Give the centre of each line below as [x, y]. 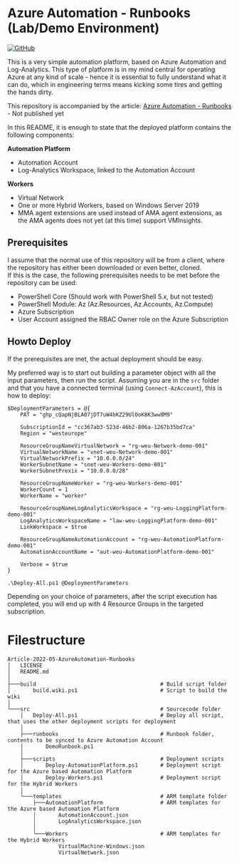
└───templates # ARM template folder [124, 796]
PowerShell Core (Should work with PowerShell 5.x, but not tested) [115, 296]
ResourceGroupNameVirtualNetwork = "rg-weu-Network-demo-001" [114, 446]
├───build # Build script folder [117, 684]
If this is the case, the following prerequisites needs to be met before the [114, 275]
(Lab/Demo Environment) [84, 28]
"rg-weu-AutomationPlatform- [181, 539]
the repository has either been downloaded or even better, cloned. [105, 267]
